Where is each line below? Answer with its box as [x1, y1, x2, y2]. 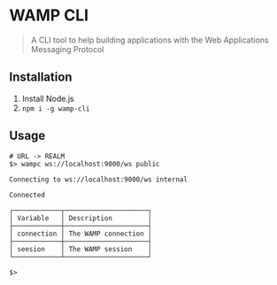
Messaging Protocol [30, 43, 104, 54]
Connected [9, 190, 46, 199]
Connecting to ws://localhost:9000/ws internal [9, 174, 189, 184]
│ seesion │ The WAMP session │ [9, 244, 152, 253]
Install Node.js [21, 93, 74, 104]
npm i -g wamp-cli [21, 104, 90, 113]
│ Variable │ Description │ [9, 213, 152, 222]
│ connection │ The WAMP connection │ [9, 229, 152, 238]
